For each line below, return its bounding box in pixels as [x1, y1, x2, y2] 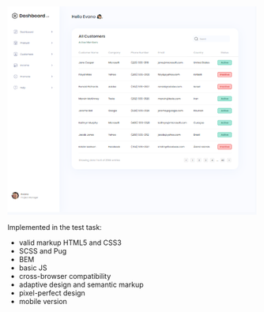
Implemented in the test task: [7, 223, 102, 232]
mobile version [18, 297, 68, 306]
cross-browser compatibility [18, 272, 111, 281]
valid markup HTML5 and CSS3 [18, 238, 122, 247]
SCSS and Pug [18, 246, 67, 256]
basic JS [18, 263, 48, 273]
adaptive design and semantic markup [18, 280, 144, 290]
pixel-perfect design [18, 288, 86, 298]
